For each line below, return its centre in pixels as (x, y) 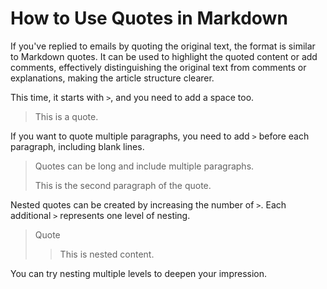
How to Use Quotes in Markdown (149, 18)
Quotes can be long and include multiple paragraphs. (144, 166)
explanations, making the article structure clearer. (112, 78)
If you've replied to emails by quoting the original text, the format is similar (163, 46)
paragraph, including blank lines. (77, 146)
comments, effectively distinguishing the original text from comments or (158, 67)
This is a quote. (66, 116)
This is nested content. (107, 254)
